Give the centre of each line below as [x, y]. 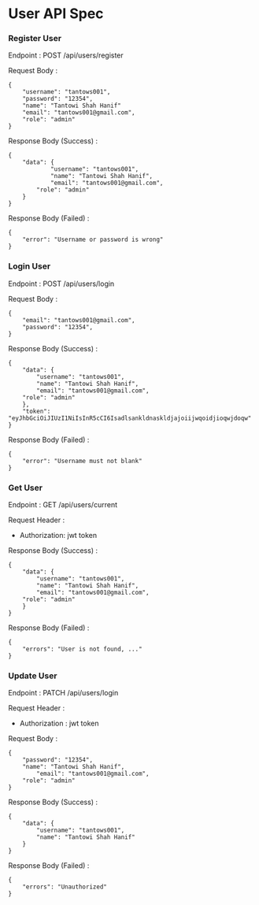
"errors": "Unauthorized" [65, 887]
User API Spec [56, 14]
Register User [35, 39]
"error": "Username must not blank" [83, 461]
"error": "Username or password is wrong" [93, 240]
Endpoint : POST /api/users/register [66, 55]
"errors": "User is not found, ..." [83, 649]
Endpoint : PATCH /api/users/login [63, 693]
